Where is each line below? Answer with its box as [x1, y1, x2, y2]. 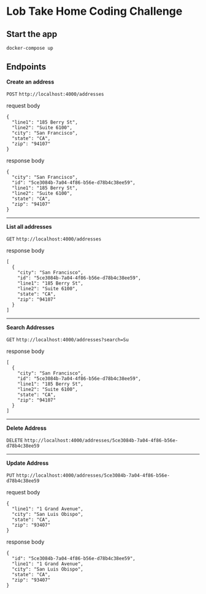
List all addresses [6, 223, 52, 230]
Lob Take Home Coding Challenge [6, 4, 183, 18]
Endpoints [6, 61, 47, 72]
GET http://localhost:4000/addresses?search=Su [6, 336, 129, 343]
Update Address [6, 459, 49, 467]
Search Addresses [6, 323, 55, 331]
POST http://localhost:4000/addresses [6, 91, 104, 97]
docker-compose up [6, 45, 53, 51]
